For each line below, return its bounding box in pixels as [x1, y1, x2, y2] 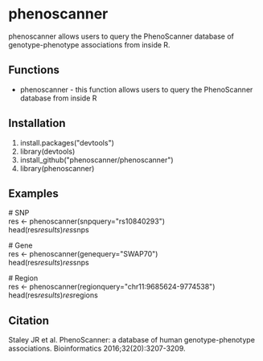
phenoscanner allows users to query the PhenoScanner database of [8, 31, 235, 41]
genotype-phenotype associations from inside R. [8, 39, 171, 49]
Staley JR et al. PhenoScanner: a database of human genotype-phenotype [8, 335, 256, 345]
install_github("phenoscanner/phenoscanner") [19, 154, 175, 165]
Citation [8, 314, 50, 327]
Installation [8, 117, 66, 130]
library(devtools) [19, 146, 76, 156]
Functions [8, 64, 60, 77]
